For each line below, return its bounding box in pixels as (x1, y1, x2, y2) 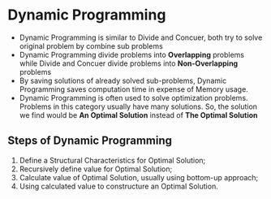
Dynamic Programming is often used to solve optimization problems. (19, 93, 248, 102)
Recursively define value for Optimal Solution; (19, 164, 173, 174)
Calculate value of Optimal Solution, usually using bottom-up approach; (19, 172, 259, 182)
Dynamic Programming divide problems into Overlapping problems (19, 50, 245, 59)
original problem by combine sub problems (19, 41, 163, 50)
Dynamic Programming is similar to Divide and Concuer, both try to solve (19, 32, 263, 42)
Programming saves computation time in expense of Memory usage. (19, 84, 248, 94)
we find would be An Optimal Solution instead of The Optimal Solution (19, 110, 258, 119)
